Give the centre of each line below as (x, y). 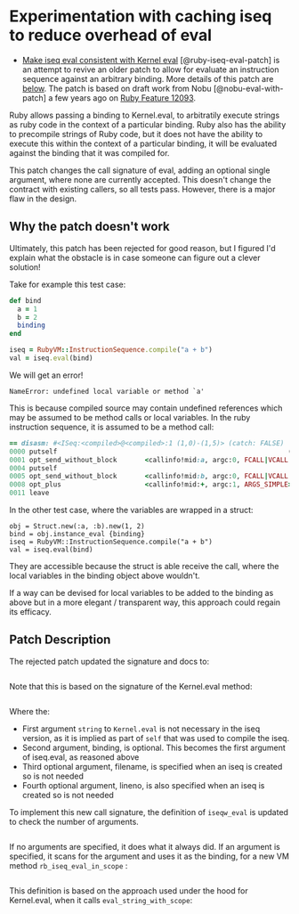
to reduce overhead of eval (110, 35)
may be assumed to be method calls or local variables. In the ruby (130, 417)
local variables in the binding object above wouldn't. (105, 575)
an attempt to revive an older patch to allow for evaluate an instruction (150, 69)
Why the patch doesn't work (90, 227)
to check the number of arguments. (74, 821)
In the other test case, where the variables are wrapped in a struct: (131, 510)
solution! (25, 267)
